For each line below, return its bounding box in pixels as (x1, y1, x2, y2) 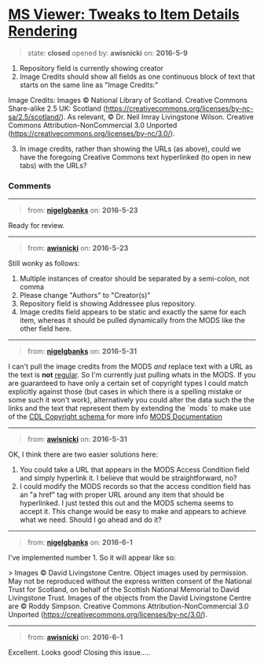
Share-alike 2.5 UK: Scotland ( (8, 104, 106, 113)
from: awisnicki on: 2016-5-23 (27, 244, 129, 253)
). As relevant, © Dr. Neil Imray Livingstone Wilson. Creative (60, 112, 254, 121)
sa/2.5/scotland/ (8, 112, 61, 121)
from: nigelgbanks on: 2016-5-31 (27, 347, 137, 356)
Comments (8, 180, 51, 191)
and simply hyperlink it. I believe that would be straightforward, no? (19, 473, 237, 483)
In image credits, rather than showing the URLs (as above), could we (19, 144, 241, 153)
